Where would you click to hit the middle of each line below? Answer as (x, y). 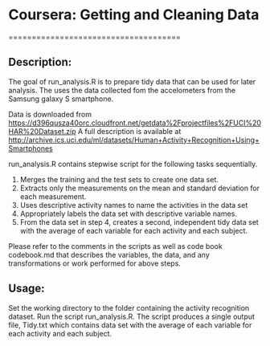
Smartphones (31, 148)
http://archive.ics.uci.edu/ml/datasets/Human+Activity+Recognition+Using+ (134, 140)
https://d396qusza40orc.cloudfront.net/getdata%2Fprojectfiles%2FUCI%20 (135, 123)
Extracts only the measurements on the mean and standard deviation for (139, 188)
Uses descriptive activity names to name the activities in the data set (134, 205)
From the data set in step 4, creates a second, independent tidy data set (139, 222)
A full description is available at (129, 131)
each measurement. (53, 196)
